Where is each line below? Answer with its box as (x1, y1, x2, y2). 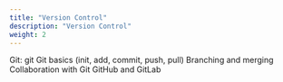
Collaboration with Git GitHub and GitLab (9, 64, 161, 75)
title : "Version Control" (9, 13, 107, 23)
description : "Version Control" (9, 22, 132, 31)
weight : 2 (9, 30, 47, 39)
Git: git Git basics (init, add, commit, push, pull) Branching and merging (9, 55, 274, 66)
